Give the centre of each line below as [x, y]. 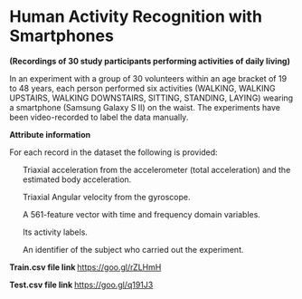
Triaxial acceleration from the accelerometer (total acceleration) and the [156, 169]
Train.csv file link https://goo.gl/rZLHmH [85, 267]
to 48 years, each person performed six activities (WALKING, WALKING [142, 88]
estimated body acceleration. [77, 179]
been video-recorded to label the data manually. [99, 117]
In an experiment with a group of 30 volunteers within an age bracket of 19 [148, 78]
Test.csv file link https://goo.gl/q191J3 [81, 285]
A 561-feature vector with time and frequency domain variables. [141, 214]
